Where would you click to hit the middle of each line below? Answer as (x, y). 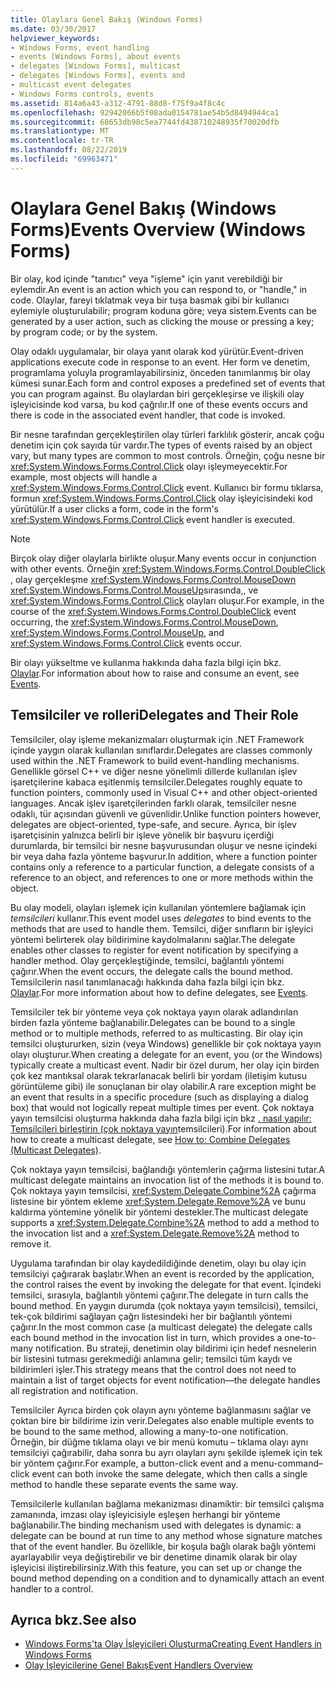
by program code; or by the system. (84, 332)
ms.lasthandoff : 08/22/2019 (69, 150)
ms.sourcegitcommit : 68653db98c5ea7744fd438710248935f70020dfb (145, 122)
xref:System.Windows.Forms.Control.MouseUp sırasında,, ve (134, 590)
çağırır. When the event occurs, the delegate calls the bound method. (151, 971)
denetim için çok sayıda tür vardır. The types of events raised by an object (161, 445)
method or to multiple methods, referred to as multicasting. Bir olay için (157, 1033)
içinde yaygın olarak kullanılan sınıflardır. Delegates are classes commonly (161, 750)
